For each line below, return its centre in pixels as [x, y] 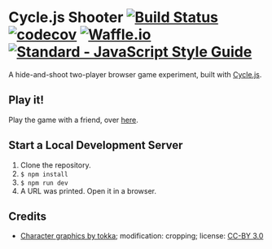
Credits [28, 216]
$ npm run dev [44, 183]
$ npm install [44, 174]
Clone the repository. [55, 165]
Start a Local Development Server [96, 145]
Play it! [26, 100]
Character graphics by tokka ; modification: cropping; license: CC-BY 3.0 [142, 236]
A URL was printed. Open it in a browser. [88, 190]
